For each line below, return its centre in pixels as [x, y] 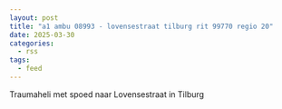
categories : [32, 43]
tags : [19, 60]
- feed [30, 69]
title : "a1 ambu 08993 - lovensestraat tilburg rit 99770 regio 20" [141, 26]
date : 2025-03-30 [42, 35]
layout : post [34, 18]
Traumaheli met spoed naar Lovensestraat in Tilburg [107, 94]
